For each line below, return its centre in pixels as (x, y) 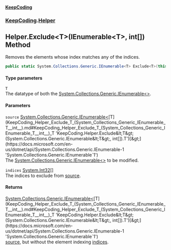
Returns (14, 187)
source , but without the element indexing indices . (57, 242)
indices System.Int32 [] (30, 170)
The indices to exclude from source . (43, 176)
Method (18, 45)
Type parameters (24, 78)
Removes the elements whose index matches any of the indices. (73, 57)
